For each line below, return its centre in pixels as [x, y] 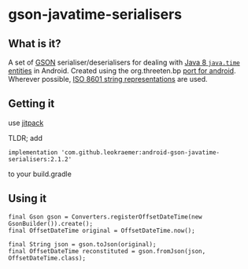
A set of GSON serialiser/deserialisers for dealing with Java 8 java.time [124, 62]
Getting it [31, 104]
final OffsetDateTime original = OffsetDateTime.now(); [102, 230]
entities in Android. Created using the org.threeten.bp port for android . [122, 71]
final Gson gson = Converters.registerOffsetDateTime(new [105, 217]
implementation [33, 152]
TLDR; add [26, 138]
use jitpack [26, 123]
